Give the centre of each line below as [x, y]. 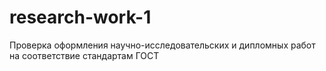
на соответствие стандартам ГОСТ [84, 55]
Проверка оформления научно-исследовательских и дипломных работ [162, 45]
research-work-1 [80, 17]
